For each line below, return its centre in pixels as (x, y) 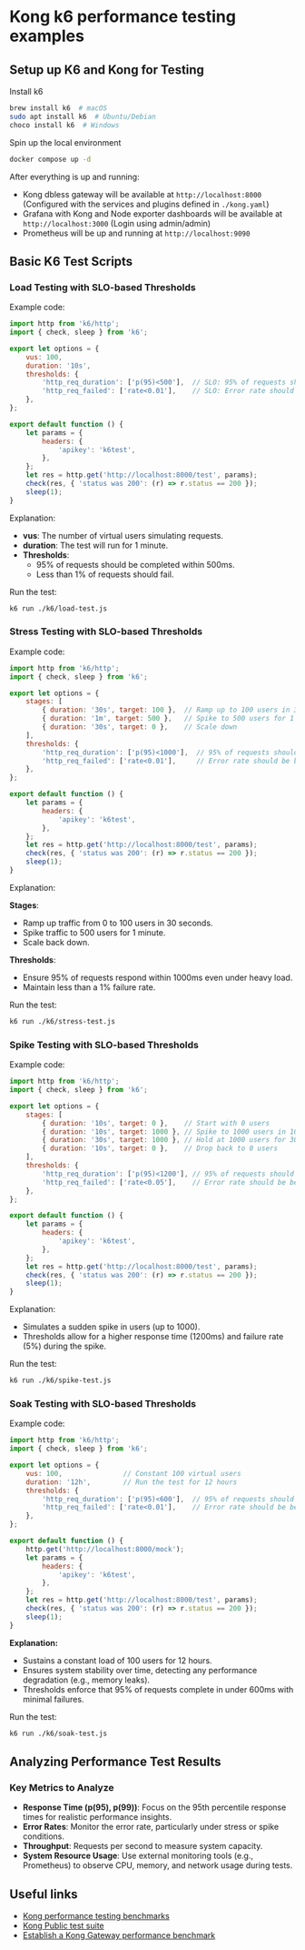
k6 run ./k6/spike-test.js (60, 1380)
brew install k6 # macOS (58, 108)
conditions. (44, 1836)
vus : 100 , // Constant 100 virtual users (134, 1473)
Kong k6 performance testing (123, 17)
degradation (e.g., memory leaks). (86, 1680)
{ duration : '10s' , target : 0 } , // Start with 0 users (156, 1123)
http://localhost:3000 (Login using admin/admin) (117, 223)
